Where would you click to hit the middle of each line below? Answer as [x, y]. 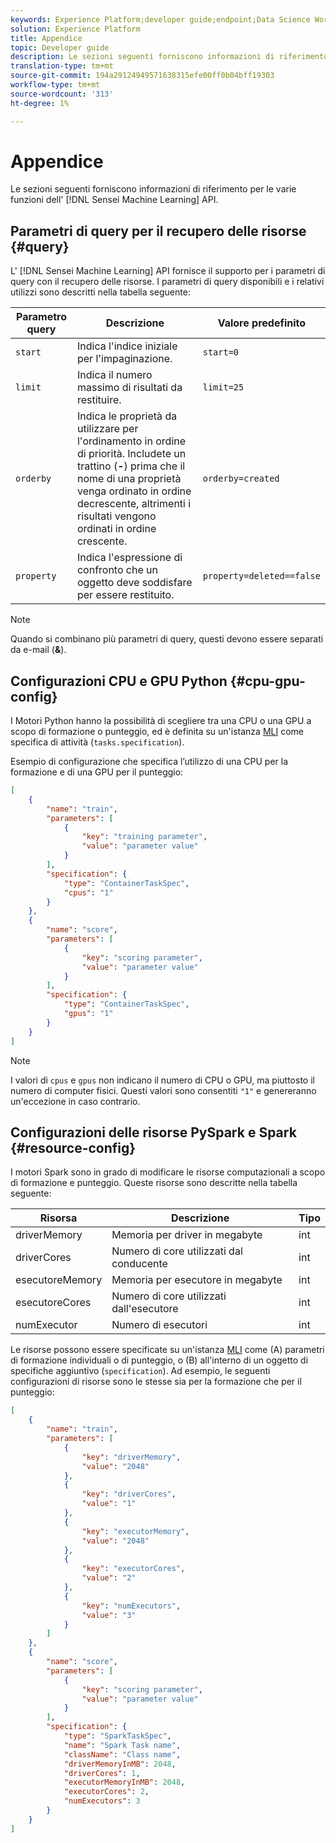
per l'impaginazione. [124, 359]
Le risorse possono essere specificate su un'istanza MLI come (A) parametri [167, 1350]
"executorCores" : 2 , [106, 1792]
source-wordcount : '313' [62, 94]
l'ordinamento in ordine [131, 441]
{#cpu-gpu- [267, 681]
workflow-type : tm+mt [55, 85]
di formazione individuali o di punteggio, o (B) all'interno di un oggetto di [159, 1360]
